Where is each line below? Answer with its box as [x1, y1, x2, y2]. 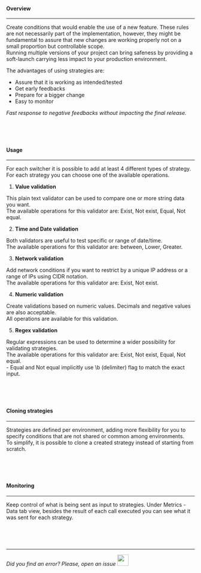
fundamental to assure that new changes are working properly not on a [6, 37, 181, 44]
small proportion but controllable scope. [6, 43, 105, 50]
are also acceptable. [6, 309, 57, 316]
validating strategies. [6, 345, 58, 352]
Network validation [14, 255, 64, 262]
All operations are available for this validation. [6, 315, 118, 323]
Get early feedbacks [14, 85, 66, 92]
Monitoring [6, 482, 35, 489]
